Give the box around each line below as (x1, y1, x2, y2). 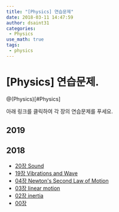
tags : (6, 42, 20, 48)
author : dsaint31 (6, 20, 50, 26)
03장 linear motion (14, 185, 60, 192)
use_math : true (6, 36, 44, 42)
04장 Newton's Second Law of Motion (14, 177, 109, 184)
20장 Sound (14, 162, 44, 169)
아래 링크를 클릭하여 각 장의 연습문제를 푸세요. (6, 107, 114, 115)
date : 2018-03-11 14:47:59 (6, 14, 74, 20)
